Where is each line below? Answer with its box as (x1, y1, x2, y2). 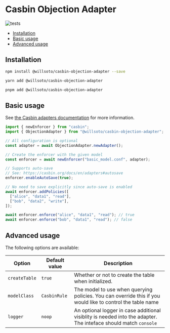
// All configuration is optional (5, 138, 78, 143)
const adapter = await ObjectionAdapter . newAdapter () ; (5, 143, 123, 148)
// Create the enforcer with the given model (5, 152, 103, 157)
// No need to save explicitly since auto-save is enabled (5, 185, 133, 190)
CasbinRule (41, 293, 67, 299)
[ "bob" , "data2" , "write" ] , (10, 198, 69, 203)
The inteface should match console (74, 320, 157, 326)
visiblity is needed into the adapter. (74, 313, 158, 320)
